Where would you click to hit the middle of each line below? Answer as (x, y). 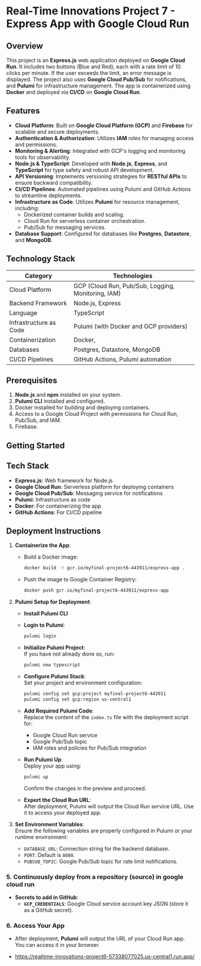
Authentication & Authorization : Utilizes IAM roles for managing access (104, 138)
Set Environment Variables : (50, 824)
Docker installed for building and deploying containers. (83, 407)
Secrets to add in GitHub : (47, 897)
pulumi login (40, 636)
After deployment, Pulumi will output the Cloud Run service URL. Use (109, 806)
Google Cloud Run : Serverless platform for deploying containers (94, 487)
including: (27, 208)
